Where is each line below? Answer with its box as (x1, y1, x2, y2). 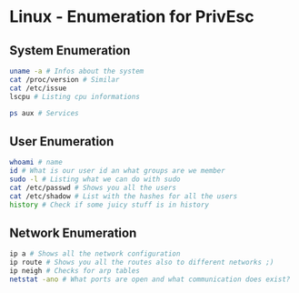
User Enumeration (9, 134, 115, 149)
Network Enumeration (9, 225, 137, 240)
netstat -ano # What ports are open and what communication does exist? (9, 275, 291, 284)
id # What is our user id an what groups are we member (9, 167, 225, 176)
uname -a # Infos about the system (9, 66, 145, 76)
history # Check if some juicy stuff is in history (9, 200, 209, 209)
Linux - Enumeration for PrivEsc (9, 6, 254, 27)
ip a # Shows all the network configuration (9, 249, 181, 258)
